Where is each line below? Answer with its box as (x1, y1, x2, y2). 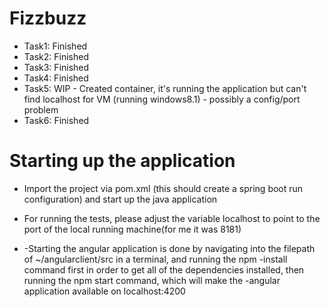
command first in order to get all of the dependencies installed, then (23, 263, 305, 276)
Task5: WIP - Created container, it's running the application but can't (23, 82, 307, 94)
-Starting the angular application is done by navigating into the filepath (23, 242, 316, 254)
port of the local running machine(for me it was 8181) (23, 223, 242, 235)
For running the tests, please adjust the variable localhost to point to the (23, 212, 321, 224)
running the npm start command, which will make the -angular (23, 274, 281, 286)
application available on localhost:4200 (23, 285, 186, 297)
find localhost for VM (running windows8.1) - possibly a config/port (23, 93, 301, 105)
